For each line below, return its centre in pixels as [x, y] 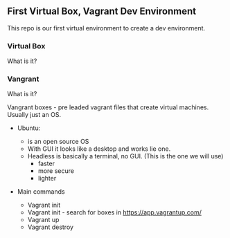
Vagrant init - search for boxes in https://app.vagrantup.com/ [115, 212]
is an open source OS [58, 142]
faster [46, 164]
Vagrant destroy [51, 227]
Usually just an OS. [34, 115]
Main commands [41, 192]
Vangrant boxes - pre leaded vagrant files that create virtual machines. [108, 107]
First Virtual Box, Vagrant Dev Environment [101, 11]
